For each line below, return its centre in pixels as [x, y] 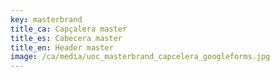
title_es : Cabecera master [66, 38]
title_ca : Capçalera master [69, 29]
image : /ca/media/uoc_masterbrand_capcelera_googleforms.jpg [140, 57]
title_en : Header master [62, 47]
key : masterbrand [46, 19]
